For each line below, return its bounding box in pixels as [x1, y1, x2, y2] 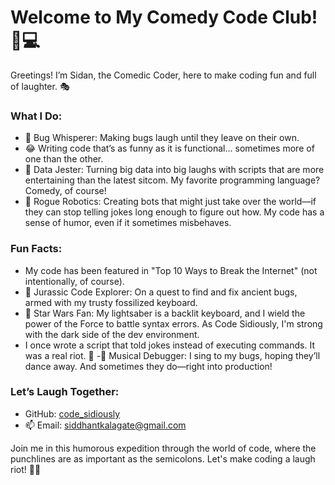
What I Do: [10, 109, 63, 123]
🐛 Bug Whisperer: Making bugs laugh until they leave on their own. [24, 132, 300, 144]
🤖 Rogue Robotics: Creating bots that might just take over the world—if [24, 196, 317, 208]
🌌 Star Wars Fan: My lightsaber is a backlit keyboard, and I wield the [24, 307, 306, 319]
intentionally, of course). [24, 275, 125, 287]
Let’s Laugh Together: [10, 385, 120, 399]
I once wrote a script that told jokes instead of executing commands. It [24, 339, 315, 351]
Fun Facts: [10, 242, 63, 256]
